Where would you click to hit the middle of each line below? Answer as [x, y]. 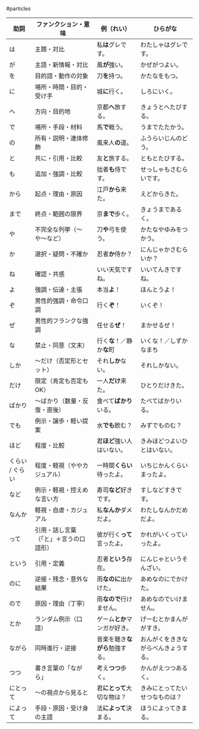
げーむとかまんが [164, 619]
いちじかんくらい [164, 465]
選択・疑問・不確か [62, 254]
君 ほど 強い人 [115, 441]
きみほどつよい [161, 441]
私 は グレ [109, 45]
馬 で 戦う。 [111, 127]
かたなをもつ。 [161, 76]
